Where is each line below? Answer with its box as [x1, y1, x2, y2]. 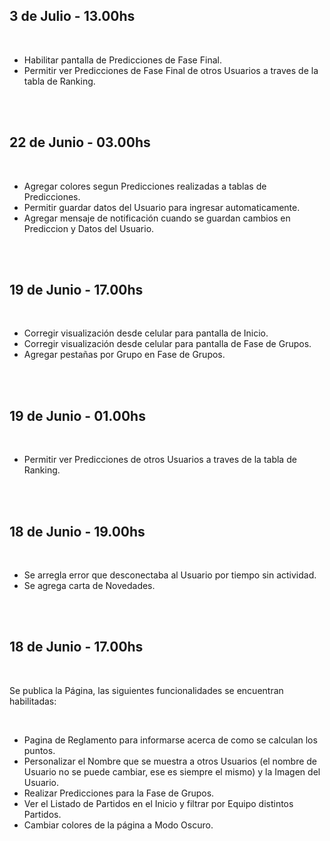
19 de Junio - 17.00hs [9, 282, 144, 299]
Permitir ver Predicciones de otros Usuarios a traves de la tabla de [23, 454, 297, 466]
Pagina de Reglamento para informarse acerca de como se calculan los [23, 734, 318, 746]
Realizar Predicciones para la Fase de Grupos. [23, 787, 215, 799]
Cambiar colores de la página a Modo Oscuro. [23, 819, 214, 831]
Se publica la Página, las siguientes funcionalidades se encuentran [9, 684, 284, 696]
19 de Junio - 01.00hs [9, 407, 146, 424]
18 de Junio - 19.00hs [9, 523, 146, 540]
